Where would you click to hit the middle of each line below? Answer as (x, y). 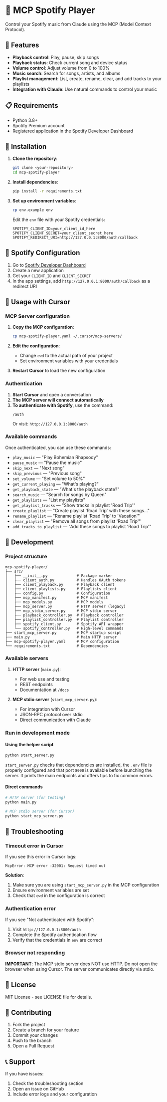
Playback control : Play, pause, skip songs (56, 57)
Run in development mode (38, 733)
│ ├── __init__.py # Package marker (59, 576)
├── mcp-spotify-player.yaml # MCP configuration (62, 641)
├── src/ (14, 571)
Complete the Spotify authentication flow (55, 935)
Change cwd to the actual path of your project (66, 356)
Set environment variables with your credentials (69, 361)
